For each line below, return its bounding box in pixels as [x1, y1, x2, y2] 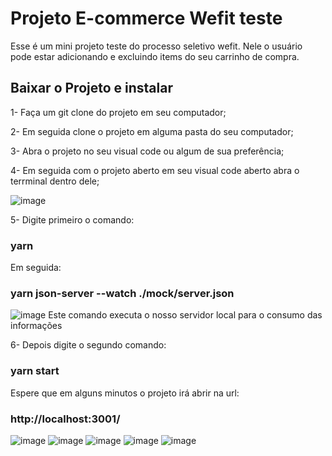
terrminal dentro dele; [10, 175, 100, 187]
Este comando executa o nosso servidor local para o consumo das [48, 309, 323, 321]
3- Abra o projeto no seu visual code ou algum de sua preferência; [10, 145, 285, 157]
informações [10, 320, 63, 332]
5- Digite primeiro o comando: [10, 213, 135, 226]
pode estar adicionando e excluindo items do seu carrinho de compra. [10, 50, 300, 62]
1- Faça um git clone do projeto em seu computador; [10, 106, 227, 118]
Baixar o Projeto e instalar [10, 80, 173, 97]
